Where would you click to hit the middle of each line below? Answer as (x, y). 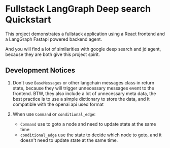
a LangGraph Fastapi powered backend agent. (54, 39)
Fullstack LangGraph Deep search (78, 9)
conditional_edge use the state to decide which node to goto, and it (91, 135)
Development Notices (40, 70)
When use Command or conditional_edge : (54, 114)
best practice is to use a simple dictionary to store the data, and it (81, 99)
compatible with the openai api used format (58, 104)
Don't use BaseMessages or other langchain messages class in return (83, 82)
